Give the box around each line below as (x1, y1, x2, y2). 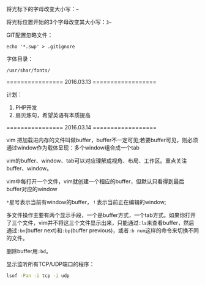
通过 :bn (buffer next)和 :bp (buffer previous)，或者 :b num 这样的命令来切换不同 (6, 227, 199, 234)
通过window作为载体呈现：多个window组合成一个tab (6, 144, 140, 151)
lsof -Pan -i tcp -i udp (6, 273, 70, 279)
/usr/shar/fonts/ (6, 67, 51, 74)
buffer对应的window (6, 186, 58, 192)
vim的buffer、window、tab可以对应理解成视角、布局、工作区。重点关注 (6, 157, 187, 164)
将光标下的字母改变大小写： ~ (6, 6, 80, 12)
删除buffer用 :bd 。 (6, 248, 52, 254)
